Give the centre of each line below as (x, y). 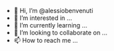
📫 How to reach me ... (46, 40)
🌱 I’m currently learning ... (50, 25)
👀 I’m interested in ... (43, 18)
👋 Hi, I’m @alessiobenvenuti (53, 11)
